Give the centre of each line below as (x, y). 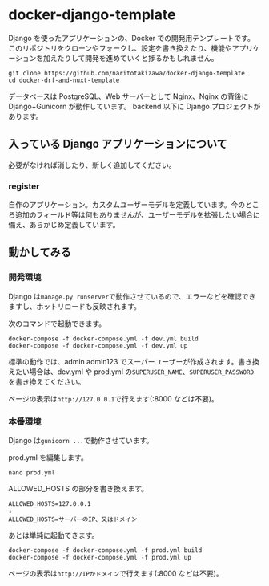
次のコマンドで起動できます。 (57, 324)
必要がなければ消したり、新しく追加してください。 (92, 165)
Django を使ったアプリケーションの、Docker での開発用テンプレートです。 (131, 38)
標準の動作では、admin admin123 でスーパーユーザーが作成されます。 (123, 361)
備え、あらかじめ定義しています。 (64, 225)
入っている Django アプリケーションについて (118, 144)
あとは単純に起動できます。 (54, 535)
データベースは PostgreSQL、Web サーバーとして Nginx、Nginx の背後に (128, 96)
